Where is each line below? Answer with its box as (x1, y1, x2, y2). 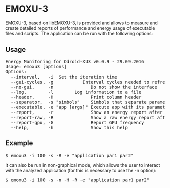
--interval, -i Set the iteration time (10, 74, 118, 80)
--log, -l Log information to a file (10, 89, 142, 95)
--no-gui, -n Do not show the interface (10, 84, 158, 90)
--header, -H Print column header (10, 94, 142, 100)
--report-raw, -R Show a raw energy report (10, 115, 155, 120)
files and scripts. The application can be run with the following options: (5, 30, 153, 36)
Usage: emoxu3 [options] (5, 64, 67, 69)
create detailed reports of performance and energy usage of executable (5, 25, 155, 31)
